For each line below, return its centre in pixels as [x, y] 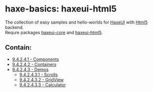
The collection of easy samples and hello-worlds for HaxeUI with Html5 [76, 22]
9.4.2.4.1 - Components [35, 59]
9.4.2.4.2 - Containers [34, 64]
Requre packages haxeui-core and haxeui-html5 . [54, 32]
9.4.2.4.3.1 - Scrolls [39, 74]
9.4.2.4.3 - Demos [30, 69]
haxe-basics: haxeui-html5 [61, 9]
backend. [14, 27]
